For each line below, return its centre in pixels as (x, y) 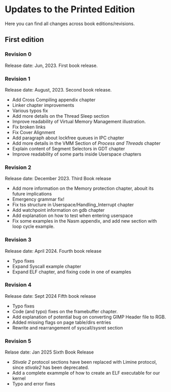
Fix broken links (29, 127)
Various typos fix (30, 111)
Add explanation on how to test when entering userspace (73, 215)
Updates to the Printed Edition (70, 9)
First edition (24, 40)
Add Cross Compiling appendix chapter (54, 100)
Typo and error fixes (34, 384)
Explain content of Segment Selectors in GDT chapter (69, 148)
